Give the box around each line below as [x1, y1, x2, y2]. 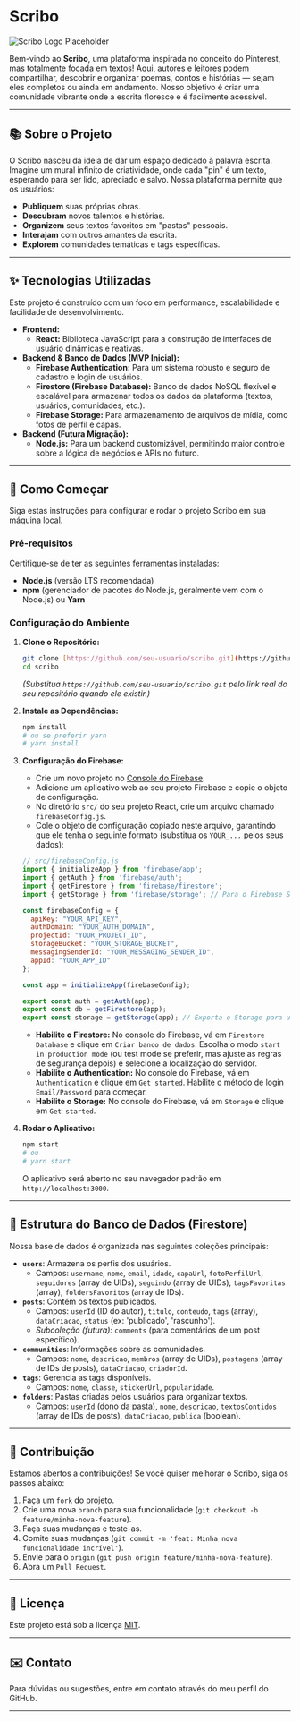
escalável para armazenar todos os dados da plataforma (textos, [35, 390, 273, 401]
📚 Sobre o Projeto [9, 127, 112, 142]
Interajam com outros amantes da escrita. [21, 229, 178, 240]
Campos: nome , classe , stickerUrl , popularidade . [35, 1381, 215, 1393]
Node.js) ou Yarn [21, 593, 86, 605]
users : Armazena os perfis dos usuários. [21, 1257, 171, 1268]
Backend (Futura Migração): [21, 428, 129, 439]
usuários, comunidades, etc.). [35, 400, 146, 411]
